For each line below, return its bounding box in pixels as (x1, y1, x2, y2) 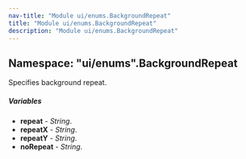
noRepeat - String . (19, 142, 83, 152)
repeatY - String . (19, 133, 77, 143)
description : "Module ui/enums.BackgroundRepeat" (8, 26, 179, 35)
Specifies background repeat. (8, 78, 107, 88)
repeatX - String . (19, 125, 78, 135)
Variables (8, 96, 42, 105)
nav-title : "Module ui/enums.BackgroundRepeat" (8, 11, 172, 20)
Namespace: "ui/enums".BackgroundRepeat (8, 56, 238, 70)
